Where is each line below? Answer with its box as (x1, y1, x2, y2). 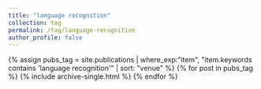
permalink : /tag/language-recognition (8, 26, 136, 34)
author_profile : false (8, 33, 83, 42)
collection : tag (8, 19, 62, 27)
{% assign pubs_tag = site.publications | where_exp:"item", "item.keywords (8, 55, 252, 65)
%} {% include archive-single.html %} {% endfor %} (8, 72, 179, 81)
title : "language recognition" (8, 11, 111, 20)
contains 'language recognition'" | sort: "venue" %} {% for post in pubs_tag (8, 64, 254, 73)
